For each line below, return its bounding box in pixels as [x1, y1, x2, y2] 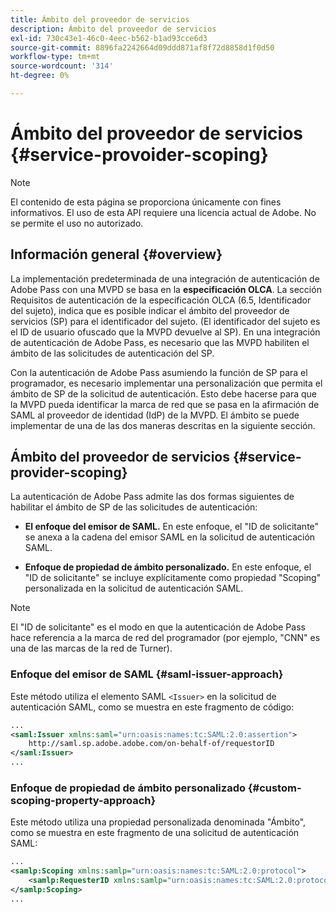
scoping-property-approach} [10, 794, 157, 808]
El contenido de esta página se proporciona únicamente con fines [10, 196, 282, 208]
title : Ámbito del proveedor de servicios [10, 14, 190, 25]
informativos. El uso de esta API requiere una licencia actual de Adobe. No [10, 206, 317, 218]
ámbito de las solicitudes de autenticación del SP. [10, 347, 215, 359]
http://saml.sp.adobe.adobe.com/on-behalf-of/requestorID [28, 739, 275, 749]
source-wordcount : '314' [10, 61, 114, 71]
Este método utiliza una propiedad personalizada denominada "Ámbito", [10, 816, 307, 828]
